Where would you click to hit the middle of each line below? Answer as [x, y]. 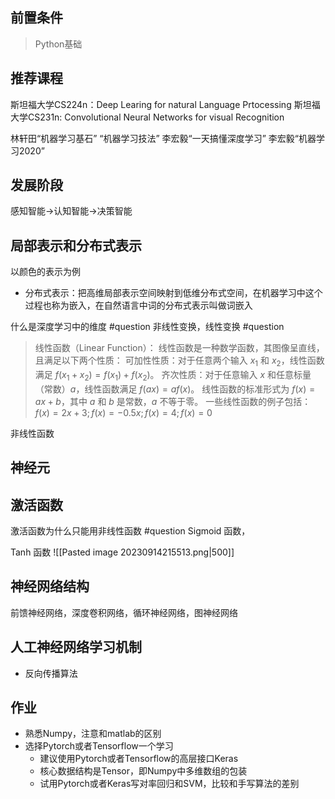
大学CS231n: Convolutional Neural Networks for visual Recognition [147, 117]
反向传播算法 [51, 673]
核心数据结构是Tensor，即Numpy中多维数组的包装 [143, 771]
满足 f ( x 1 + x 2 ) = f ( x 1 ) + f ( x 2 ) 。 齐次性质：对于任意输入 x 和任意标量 [173, 376]
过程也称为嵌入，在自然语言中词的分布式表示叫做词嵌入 [138, 305]
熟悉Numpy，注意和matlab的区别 [93, 734]
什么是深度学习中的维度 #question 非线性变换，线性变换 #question [147, 327]
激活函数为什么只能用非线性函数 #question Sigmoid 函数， [130, 531]
